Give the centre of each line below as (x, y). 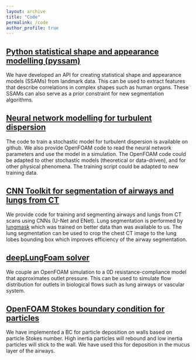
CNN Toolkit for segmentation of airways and (90, 191)
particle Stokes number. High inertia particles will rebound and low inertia (94, 338)
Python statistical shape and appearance (82, 51)
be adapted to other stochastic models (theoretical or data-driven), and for (96, 160)
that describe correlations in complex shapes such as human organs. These (97, 87)
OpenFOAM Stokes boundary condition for (85, 309)
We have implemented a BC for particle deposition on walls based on (89, 332)
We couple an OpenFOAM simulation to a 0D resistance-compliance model (96, 272)
